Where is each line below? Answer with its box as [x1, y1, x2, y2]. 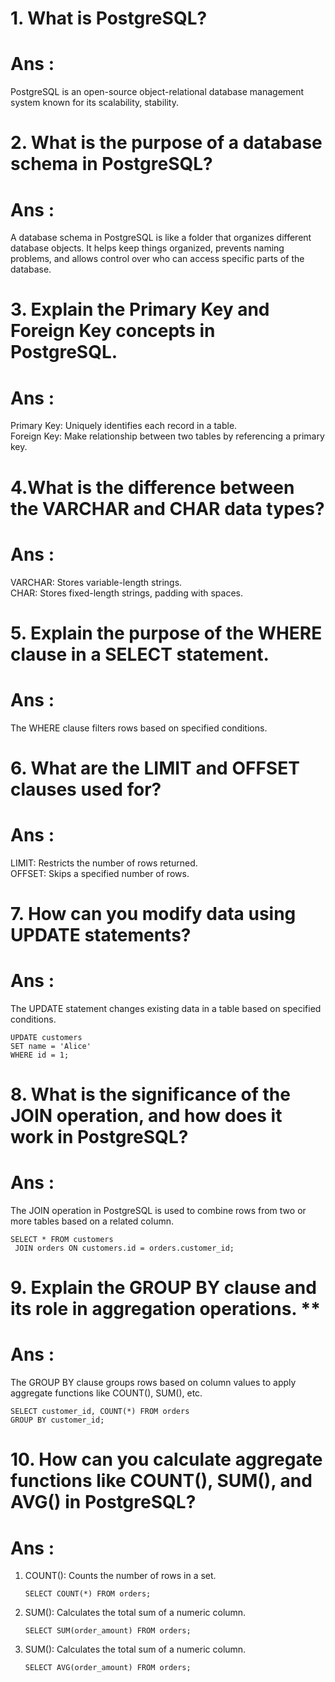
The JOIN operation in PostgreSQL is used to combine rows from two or [10, 1205, 307, 1216]
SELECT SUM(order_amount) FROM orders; [24, 1626, 192, 1636]
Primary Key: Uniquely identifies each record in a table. [10, 420, 238, 432]
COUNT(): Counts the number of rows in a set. [24, 1570, 217, 1582]
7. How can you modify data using [10, 902, 297, 925]
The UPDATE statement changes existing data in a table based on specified [10, 1002, 322, 1014]
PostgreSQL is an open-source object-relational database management [10, 86, 305, 98]
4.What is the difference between [10, 476, 295, 499]
